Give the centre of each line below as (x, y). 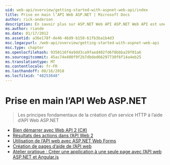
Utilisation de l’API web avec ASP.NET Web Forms (64, 141)
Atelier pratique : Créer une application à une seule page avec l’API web (87, 151)
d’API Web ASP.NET (38, 120)
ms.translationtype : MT (30, 62)
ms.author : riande (25, 29)
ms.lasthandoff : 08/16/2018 (35, 71)
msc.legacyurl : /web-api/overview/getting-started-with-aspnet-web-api (82, 43)
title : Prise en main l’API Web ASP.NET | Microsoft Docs (68, 15)
